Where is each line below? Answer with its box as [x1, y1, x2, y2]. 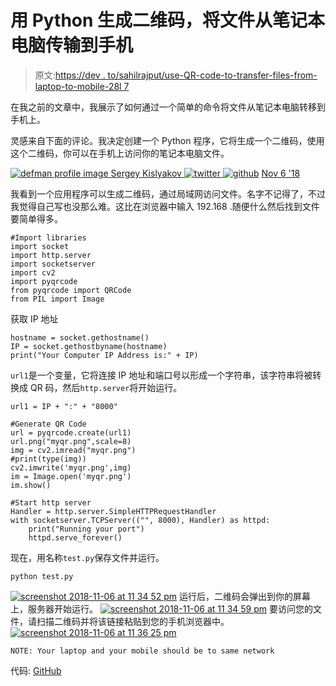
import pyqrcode [10, 276, 78, 286]
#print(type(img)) [10, 454, 87, 464]
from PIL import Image [10, 294, 105, 304]
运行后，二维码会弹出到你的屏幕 [178, 590, 311, 602]
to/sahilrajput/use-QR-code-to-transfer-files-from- [107, 69, 318, 81]
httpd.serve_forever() [28, 532, 123, 543]
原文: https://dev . [34, 69, 106, 81]
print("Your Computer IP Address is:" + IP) [10, 350, 199, 360]
